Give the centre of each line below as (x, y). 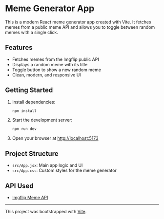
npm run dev (24, 129)
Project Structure (32, 154)
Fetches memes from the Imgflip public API (55, 59)
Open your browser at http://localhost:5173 (55, 138)
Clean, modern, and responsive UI (47, 75)
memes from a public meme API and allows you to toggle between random (80, 27)
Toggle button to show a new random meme (57, 70)
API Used (20, 186)
